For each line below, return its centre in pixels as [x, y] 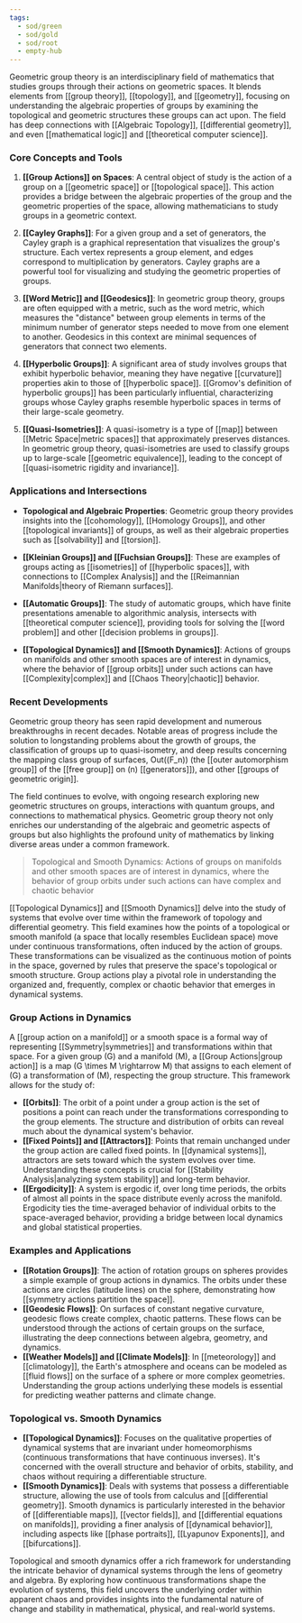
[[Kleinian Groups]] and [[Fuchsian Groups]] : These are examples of [151, 557]
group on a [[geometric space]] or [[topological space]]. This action [148, 187]
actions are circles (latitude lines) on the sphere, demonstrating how [149, 1289]
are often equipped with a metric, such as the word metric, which [143, 309]
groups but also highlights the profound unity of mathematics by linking [142, 835]
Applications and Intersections [78, 491]
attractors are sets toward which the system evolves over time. [139, 1160]
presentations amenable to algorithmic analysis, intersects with [139, 613]
